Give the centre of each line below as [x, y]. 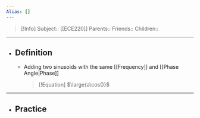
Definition [33, 53]
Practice [31, 109]
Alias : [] [18, 12]
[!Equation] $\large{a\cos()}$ [74, 85]
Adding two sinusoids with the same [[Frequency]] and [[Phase [101, 67]
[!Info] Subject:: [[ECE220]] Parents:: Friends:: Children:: [90, 28]
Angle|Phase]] [41, 73]
